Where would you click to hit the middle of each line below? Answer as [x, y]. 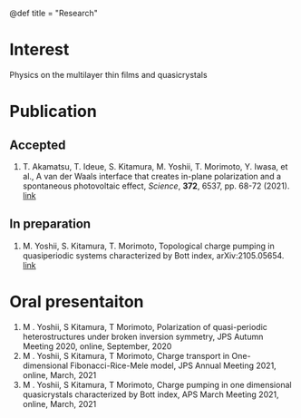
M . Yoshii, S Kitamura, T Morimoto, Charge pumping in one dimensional [157, 384]
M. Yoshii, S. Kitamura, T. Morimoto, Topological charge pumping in [148, 246]
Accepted [38, 145]
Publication [53, 112]
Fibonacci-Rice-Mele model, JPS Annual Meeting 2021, [173, 365]
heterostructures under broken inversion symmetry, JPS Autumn [143, 336]
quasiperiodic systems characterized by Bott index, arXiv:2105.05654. [153, 255]
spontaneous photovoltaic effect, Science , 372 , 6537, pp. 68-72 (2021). [156, 186]
